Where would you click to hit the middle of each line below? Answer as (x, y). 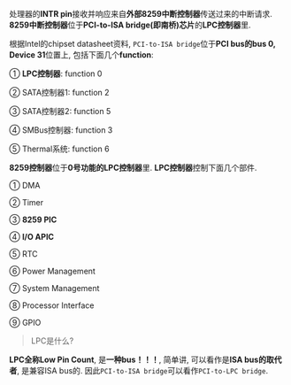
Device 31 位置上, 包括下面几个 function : (81, 55)
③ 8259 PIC (33, 219)
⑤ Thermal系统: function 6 (59, 149)
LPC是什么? (52, 341)
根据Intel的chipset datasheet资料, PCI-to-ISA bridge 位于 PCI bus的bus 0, (142, 44)
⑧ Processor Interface (52, 305)
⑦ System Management (54, 288)
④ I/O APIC (32, 237)
